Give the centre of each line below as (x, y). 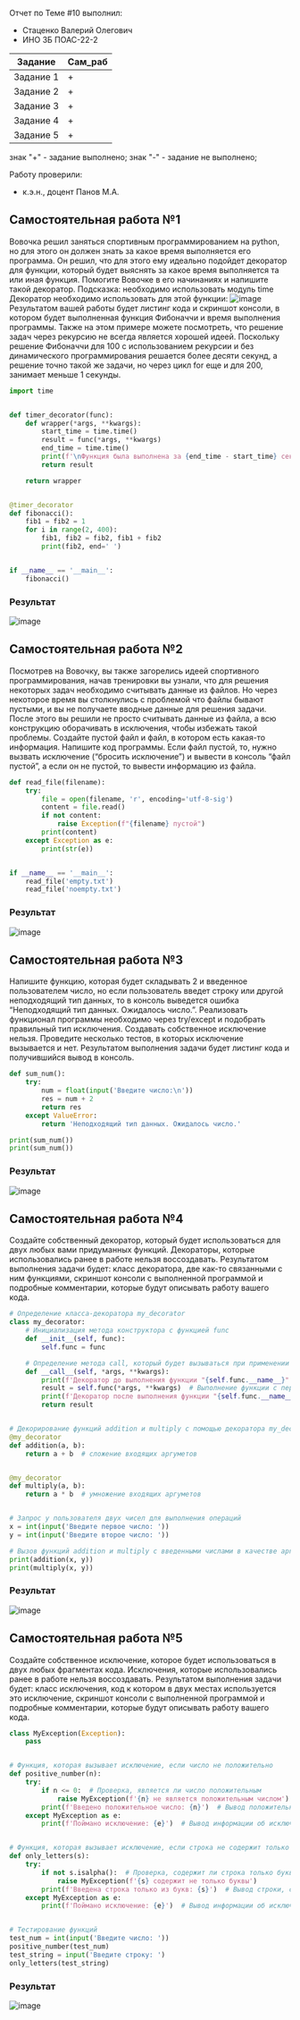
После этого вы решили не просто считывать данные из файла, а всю (143, 718)
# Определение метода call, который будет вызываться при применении (158, 1363)
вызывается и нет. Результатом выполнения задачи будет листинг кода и (150, 1048)
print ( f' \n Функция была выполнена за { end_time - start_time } (159, 457)
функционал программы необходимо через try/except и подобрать (137, 1020)
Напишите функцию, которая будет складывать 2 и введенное (129, 981)
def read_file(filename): (57, 782)
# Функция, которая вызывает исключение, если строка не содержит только (150, 1848)
